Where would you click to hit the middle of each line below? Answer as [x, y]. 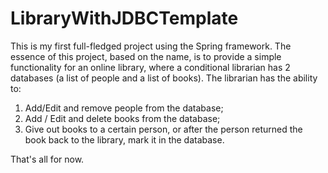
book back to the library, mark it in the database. [124, 139]
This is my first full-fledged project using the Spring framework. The [151, 46]
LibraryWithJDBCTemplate [124, 18]
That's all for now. [47, 159]
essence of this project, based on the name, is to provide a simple [146, 56]
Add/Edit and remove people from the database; [124, 108]
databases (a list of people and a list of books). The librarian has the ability [164, 78]
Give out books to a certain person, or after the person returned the [163, 129]
